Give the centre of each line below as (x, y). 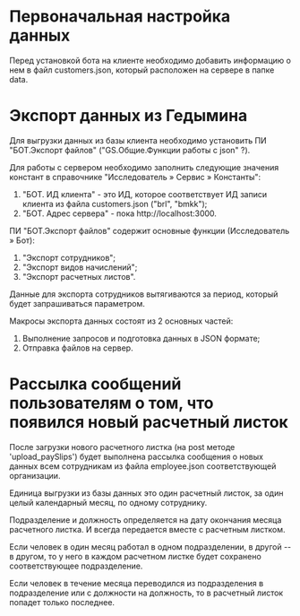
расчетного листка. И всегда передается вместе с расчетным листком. (147, 529)
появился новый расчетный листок (149, 422)
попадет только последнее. (62, 602)
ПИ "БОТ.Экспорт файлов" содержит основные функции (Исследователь (150, 230)
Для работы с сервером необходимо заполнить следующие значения (144, 167)
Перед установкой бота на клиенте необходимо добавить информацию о (150, 60)
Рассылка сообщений (95, 384)
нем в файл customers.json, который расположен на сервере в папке (142, 70)
